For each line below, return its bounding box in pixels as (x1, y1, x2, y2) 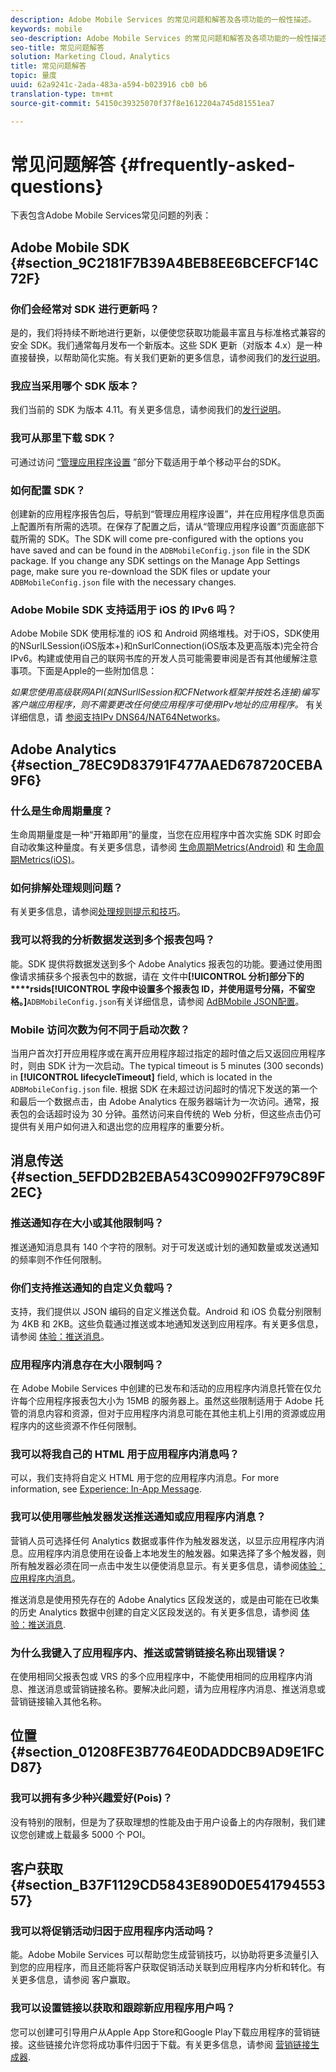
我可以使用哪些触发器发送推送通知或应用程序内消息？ (10, 1510, 267, 1524)
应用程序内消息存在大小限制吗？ (10, 1357, 165, 1371)
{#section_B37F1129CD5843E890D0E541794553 (10, 1877, 326, 1894)
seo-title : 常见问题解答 (10, 42, 105, 53)
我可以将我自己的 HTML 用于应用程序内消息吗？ (10, 1447, 240, 1461)
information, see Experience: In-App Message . (10, 1483, 202, 1495)
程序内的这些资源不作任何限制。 (10, 1420, 142, 1432)
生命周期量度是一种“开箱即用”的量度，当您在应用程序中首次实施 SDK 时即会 (10, 829, 322, 840)
